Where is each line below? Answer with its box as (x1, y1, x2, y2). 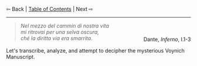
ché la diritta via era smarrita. (20, 35, 93, 41)
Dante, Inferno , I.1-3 (143, 36, 191, 43)
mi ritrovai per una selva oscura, (20, 29, 100, 35)
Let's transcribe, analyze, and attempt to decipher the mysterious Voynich (6, 47, 185, 54)
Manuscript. (6, 53, 35, 60)
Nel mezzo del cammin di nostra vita (20, 22, 110, 29)
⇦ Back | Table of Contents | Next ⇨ (6, 6, 94, 12)
